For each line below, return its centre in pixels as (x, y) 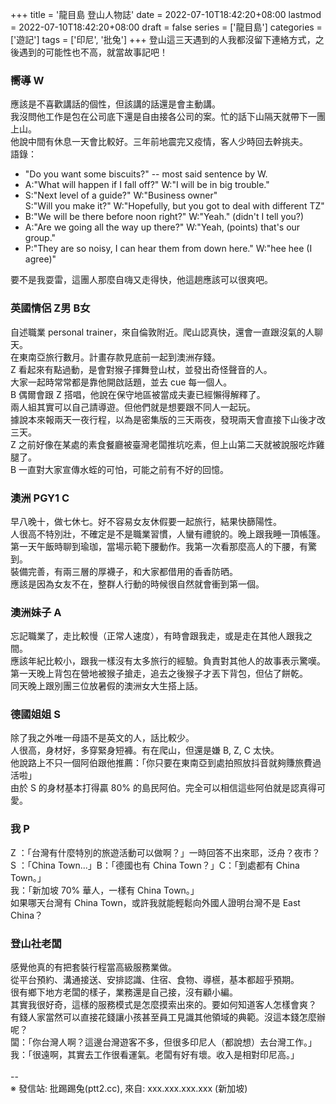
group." (40, 238)
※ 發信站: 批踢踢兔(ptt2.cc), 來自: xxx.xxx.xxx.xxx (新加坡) (129, 1089)
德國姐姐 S (36, 715)
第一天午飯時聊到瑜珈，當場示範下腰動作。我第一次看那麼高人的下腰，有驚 (163, 546)
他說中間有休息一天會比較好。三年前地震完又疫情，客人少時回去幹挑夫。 (159, 142)
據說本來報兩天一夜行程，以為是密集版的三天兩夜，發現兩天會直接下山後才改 (168, 419)
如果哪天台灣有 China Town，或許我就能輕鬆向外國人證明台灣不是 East (155, 902)
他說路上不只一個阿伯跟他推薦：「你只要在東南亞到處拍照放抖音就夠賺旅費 (161, 763)
